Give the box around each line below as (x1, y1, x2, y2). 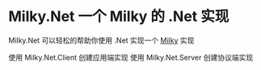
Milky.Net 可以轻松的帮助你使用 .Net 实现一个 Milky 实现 (8, 35, 195, 45)
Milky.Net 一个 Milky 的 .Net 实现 (8, 7, 229, 26)
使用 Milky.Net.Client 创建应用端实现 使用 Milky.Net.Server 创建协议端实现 (8, 52, 254, 62)
